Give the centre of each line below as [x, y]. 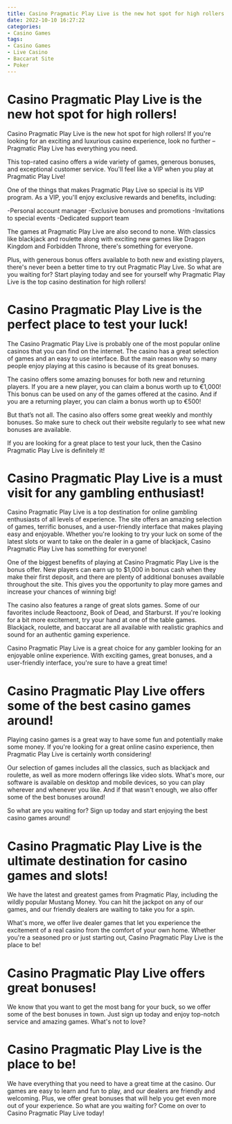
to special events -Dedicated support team [68, 218]
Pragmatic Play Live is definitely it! [56, 450]
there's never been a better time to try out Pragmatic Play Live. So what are [114, 267]
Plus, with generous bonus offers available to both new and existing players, [116, 259]
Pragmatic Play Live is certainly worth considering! [80, 754]
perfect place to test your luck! [98, 324]
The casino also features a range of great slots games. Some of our [104, 605]
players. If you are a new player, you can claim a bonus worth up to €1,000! [114, 386]
